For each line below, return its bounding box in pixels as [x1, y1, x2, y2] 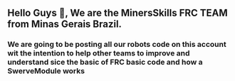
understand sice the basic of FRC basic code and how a [7, 58, 203, 67]
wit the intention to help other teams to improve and [7, 48, 190, 58]
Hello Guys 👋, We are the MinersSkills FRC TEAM [7, 7, 228, 19]
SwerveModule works [7, 66, 85, 76]
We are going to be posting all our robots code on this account [7, 40, 226, 50]
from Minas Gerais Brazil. [7, 18, 122, 31]
